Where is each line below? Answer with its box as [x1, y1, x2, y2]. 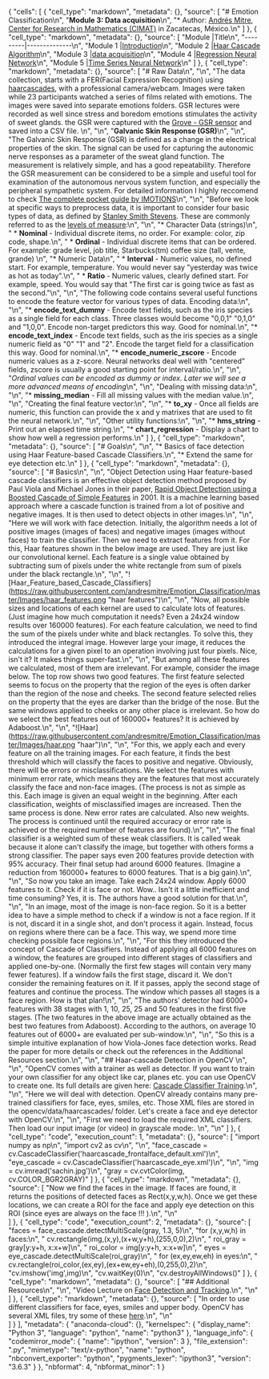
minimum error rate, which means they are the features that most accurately [8, 774, 260, 783]
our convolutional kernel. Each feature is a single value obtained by [8, 553, 230, 562]
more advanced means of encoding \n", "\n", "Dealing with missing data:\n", [8, 382, 258, 391]
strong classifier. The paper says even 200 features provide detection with [8, 850, 255, 860]
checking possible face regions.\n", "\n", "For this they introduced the [8, 936, 238, 945]
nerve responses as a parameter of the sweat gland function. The [8, 152, 225, 161]
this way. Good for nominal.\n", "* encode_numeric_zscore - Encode [8, 348, 237, 357]
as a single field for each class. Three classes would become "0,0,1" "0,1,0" [8, 314, 256, 323]
